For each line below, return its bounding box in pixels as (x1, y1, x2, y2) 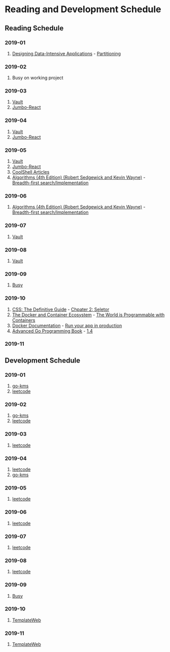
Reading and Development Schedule (5, 4, 161, 15)
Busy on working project (12, 75, 64, 81)
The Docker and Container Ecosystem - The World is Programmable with (12, 311, 165, 318)
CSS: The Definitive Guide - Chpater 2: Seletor (12, 306, 110, 312)
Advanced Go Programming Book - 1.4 (12, 328, 93, 334)
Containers (12, 317, 36, 323)
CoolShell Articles (12, 169, 50, 175)
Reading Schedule (5, 24, 64, 32)
